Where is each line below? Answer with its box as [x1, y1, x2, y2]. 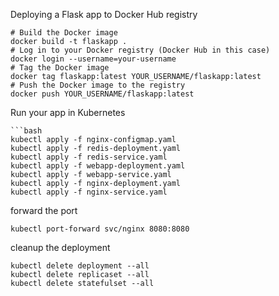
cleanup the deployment [10, 242, 111, 253]
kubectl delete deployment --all [10, 261, 150, 271]
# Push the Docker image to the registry [10, 80, 186, 90]
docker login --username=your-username [10, 54, 177, 64]
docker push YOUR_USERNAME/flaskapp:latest [10, 89, 195, 99]
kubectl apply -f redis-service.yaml [10, 152, 168, 162]
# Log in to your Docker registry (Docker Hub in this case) [10, 45, 271, 55]
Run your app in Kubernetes [10, 107, 126, 118]
